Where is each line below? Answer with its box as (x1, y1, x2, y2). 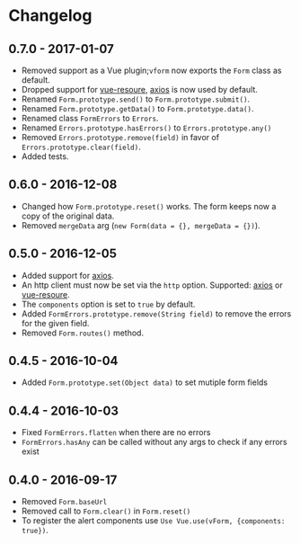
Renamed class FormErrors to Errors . (21, 113, 159, 123)
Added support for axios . (21, 270, 114, 281)
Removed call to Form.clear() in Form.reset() (21, 505, 191, 517)
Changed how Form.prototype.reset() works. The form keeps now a (21, 201, 277, 211)
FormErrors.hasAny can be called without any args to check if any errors (21, 437, 288, 448)
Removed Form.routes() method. (21, 327, 145, 338)
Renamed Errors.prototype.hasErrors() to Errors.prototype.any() (21, 122, 272, 133)
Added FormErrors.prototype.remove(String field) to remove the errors (21, 308, 292, 319)
